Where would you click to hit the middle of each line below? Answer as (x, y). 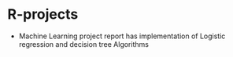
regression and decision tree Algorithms (83, 44)
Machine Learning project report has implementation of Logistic (122, 36)
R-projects (43, 14)
